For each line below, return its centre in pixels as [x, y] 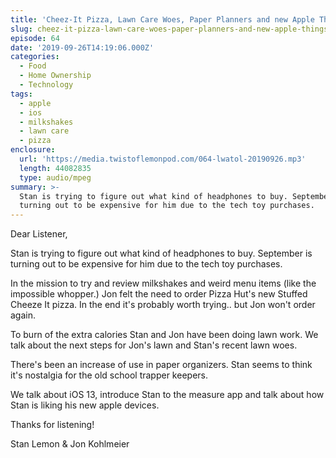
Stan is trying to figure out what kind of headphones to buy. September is [161, 253]
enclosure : [33, 150]
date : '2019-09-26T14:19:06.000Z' [82, 47]
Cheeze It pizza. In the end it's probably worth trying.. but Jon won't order [163, 305]
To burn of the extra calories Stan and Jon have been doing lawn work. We [164, 335]
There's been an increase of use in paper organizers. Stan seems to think [161, 365]
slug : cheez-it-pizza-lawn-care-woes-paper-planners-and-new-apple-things [169, 29]
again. [23, 315]
